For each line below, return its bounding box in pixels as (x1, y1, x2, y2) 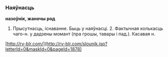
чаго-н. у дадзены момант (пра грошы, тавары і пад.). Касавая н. (12, 31, 156, 37)
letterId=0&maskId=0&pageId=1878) (5, 46, 82, 52)
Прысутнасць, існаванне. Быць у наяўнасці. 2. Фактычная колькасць (12, 25, 163, 32)
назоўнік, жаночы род (5, 16, 56, 22)
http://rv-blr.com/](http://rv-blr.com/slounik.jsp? (7, 41, 108, 47)
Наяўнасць (5, 4, 35, 11)
